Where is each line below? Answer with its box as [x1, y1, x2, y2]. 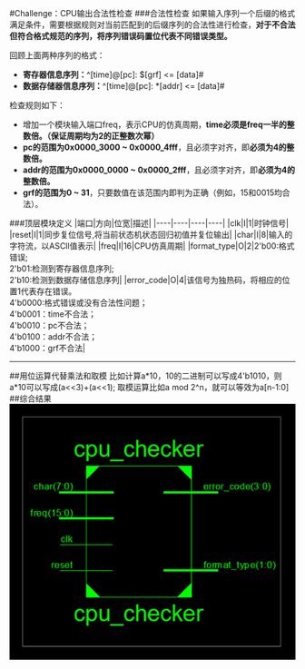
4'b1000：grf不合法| [9, 343, 86, 353]
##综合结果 [9, 393, 52, 404]
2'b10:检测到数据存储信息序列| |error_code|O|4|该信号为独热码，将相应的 [9, 275, 283, 285]
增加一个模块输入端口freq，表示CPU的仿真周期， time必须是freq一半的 [22, 119, 288, 130]
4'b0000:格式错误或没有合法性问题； [9, 298, 148, 308]
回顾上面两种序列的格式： [9, 50, 105, 61]
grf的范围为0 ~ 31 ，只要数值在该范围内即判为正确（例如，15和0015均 [22, 187, 283, 198]
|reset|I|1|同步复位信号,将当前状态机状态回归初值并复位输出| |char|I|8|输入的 [9, 230, 293, 240]
